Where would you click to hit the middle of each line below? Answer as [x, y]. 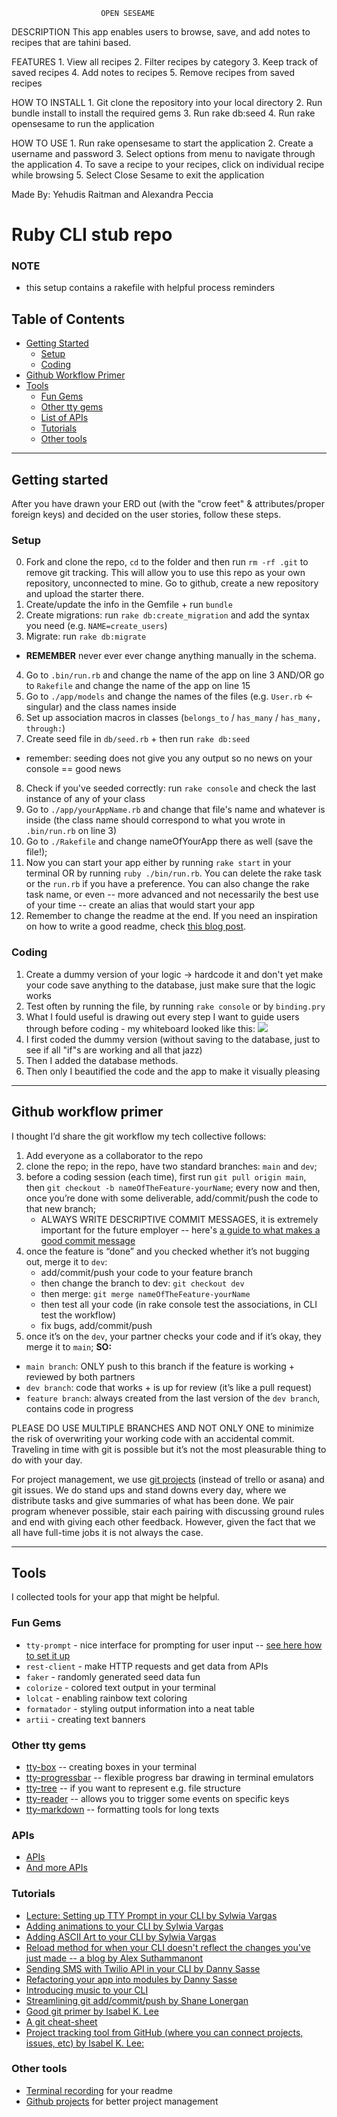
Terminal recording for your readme [99, 2090]
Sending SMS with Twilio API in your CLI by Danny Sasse [143, 1968]
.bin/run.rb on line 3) [71, 831]
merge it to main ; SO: [69, 1346]
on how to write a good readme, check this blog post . [136, 926]
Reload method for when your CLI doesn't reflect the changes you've [168, 1947]
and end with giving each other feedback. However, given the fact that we [163, 1521]
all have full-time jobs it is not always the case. [107, 1532]
